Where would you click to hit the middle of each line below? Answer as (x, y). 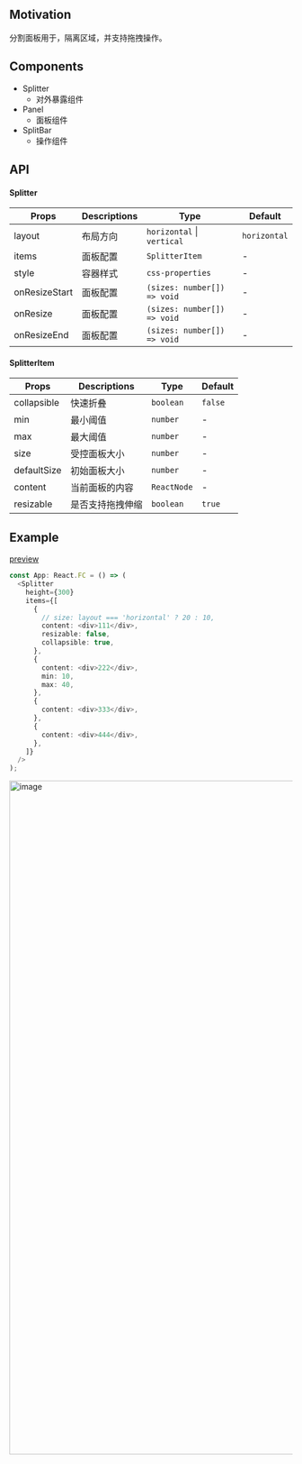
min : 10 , (58, 676)
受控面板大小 (98, 454)
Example (34, 537)
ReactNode (172, 487)
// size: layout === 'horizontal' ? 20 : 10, (129, 618)
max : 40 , (58, 684)
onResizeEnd (41, 335)
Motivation (40, 15)
